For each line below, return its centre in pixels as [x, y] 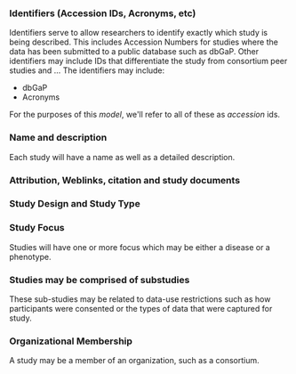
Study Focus [37, 228]
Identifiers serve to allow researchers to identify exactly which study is [139, 33]
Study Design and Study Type [75, 204]
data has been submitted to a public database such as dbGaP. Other [134, 52]
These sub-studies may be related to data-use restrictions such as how [140, 299]
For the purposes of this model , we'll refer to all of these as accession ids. [145, 115]
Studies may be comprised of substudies [100, 280]
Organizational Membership [71, 341]
